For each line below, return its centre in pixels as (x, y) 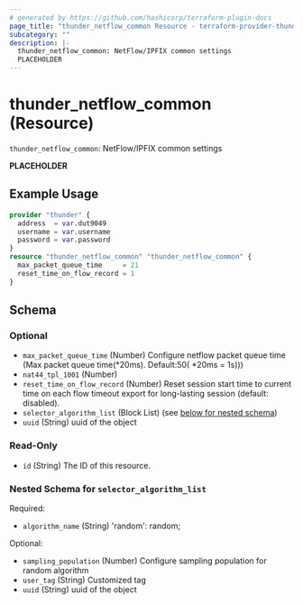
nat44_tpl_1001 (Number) (70, 374)
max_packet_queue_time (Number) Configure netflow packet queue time (154, 355)
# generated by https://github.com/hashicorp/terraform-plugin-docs (141, 18)
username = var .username (64, 232)
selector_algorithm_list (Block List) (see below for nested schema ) (150, 413)
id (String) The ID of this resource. (87, 465)
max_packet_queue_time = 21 (78, 265)
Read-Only (34, 445)
